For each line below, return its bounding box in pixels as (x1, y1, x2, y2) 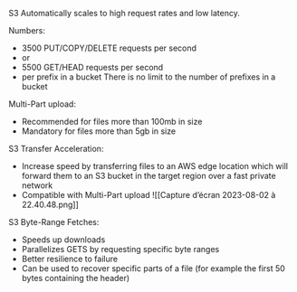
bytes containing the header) (21, 273, 130, 283)
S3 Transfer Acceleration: (8, 144, 104, 154)
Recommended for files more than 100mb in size (21, 117, 203, 127)
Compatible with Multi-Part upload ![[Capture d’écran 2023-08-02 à (21, 190, 276, 200)
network (21, 180, 53, 191)
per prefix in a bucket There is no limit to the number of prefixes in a (21, 71, 276, 82)
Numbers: (8, 25, 46, 35)
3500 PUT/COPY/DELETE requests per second (21, 42, 196, 53)
